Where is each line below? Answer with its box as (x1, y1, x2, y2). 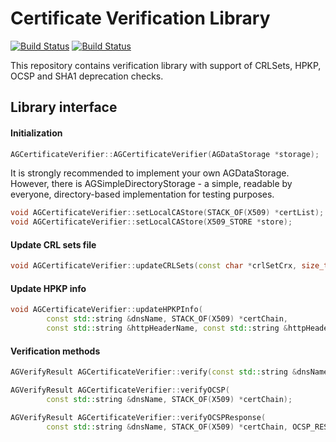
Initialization (10, 127, 63, 139)
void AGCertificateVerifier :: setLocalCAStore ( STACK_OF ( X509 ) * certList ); (10, 208, 325, 218)
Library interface (10, 99, 118, 116)
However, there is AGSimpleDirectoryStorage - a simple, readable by (10, 178, 293, 190)
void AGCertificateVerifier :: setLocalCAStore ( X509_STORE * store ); (10, 217, 293, 227)
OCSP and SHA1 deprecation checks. (10, 70, 164, 82)
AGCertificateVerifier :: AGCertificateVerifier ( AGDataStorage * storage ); (10, 149, 320, 159)
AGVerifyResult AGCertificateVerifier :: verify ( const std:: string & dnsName (10, 367, 329, 377)
